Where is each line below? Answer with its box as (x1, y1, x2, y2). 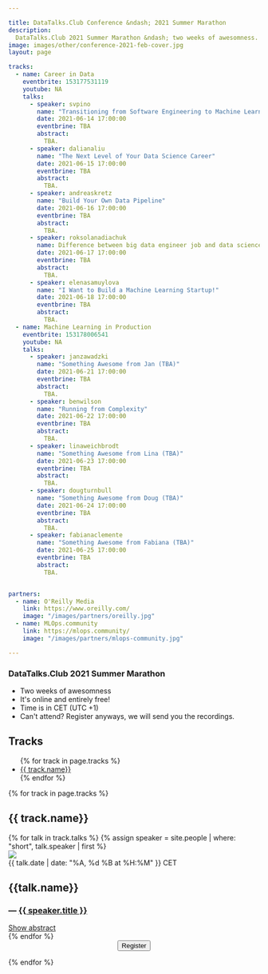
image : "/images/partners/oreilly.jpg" (22, 613, 156, 621)
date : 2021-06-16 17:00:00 (37, 204, 127, 212)
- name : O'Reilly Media (15, 597, 94, 605)
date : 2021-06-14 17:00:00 (37, 115, 127, 123)
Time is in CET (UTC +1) (19, 703, 99, 713)
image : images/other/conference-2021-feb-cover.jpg (8, 41, 183, 49)
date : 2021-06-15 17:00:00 (37, 159, 127, 168)
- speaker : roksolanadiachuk (29, 234, 127, 242)
